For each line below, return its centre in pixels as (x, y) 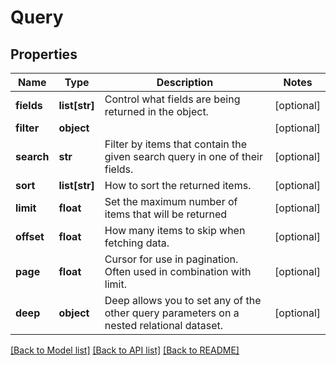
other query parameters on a (172, 313)
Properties (44, 54)
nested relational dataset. (164, 325)
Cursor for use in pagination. (171, 259)
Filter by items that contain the (176, 144)
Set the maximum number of (171, 201)
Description (185, 82)
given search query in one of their (183, 156)
